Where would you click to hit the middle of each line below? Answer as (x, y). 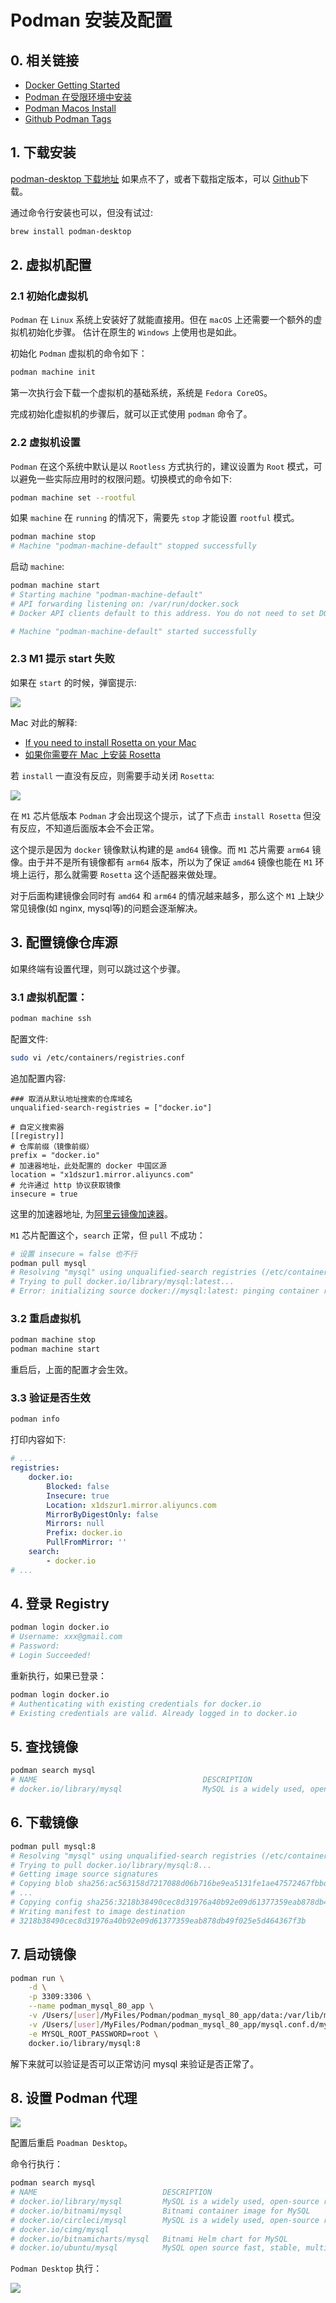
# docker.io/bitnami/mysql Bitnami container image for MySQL (160, 2211)
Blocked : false (78, 1486)
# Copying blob (42, 1884)
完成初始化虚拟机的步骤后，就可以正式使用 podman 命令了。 (131, 414)
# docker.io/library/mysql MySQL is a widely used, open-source (165, 2202)
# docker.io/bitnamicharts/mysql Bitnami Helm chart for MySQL (149, 2239)
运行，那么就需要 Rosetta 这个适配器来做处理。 (124, 874)
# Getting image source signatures (84, 1874)
